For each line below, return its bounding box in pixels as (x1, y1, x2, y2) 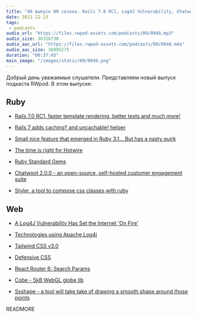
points (14, 294, 30, 301)
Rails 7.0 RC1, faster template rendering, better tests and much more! (14, 113, 181, 120)
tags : (6, 19, 19, 25)
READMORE (6, 306, 35, 313)
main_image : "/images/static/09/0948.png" (6, 58, 111, 63)
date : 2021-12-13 (6, 14, 49, 20)
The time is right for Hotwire (14, 147, 83, 154)
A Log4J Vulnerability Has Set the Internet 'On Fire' (14, 220, 139, 227)
